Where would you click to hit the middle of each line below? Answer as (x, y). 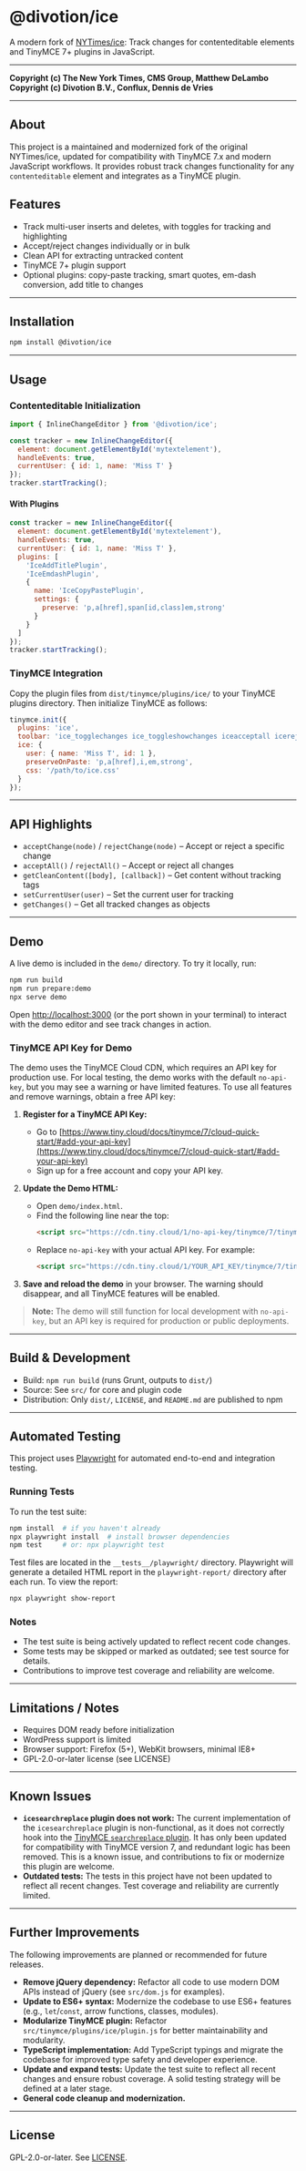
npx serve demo (38, 997)
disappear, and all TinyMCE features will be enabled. (121, 1293)
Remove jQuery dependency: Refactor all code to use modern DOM (151, 1982)
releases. (26, 1964)
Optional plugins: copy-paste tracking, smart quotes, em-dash (139, 274)
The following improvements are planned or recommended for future (138, 1954)
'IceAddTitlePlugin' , (66, 565)
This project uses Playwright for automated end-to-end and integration (143, 1459)
